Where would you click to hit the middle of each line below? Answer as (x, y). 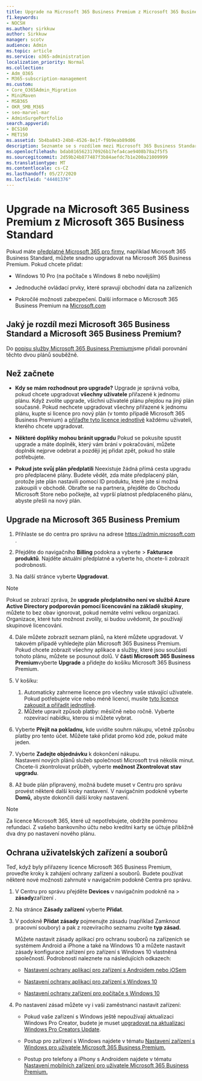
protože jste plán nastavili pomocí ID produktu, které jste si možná (96, 482)
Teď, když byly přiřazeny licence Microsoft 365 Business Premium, (89, 867)
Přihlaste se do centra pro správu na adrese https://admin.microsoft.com (105, 534)
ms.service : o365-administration (48, 57)
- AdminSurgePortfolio (35, 118)
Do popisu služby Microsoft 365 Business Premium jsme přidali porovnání (97, 348)
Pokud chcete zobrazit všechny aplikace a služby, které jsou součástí (101, 650)
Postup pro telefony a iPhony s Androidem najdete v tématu (98, 1059)
